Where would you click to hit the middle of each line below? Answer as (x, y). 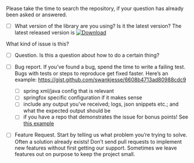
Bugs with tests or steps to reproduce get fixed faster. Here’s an (91, 74)
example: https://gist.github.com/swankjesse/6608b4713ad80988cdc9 (100, 80)
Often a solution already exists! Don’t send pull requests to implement (98, 141)
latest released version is (44, 33)
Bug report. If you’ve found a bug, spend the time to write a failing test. (100, 67)
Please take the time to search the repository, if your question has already (95, 8)
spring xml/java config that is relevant (68, 91)
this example (39, 124)
